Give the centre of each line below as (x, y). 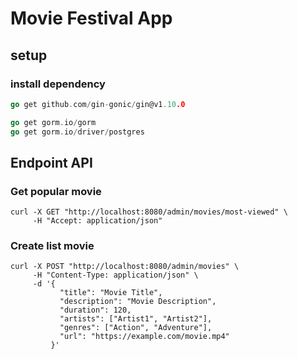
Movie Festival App (91, 18)
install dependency (58, 84)
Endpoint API (51, 162)
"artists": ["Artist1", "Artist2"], (136, 319)
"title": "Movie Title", (111, 293)
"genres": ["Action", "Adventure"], (136, 328)
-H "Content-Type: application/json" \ (115, 275)
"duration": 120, (95, 310)
